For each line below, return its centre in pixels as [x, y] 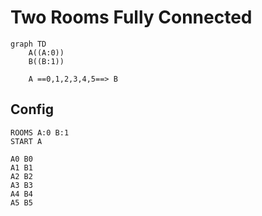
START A [26, 141]
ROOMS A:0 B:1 [40, 132]
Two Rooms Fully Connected [131, 17]
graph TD [28, 44]
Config [32, 109]
